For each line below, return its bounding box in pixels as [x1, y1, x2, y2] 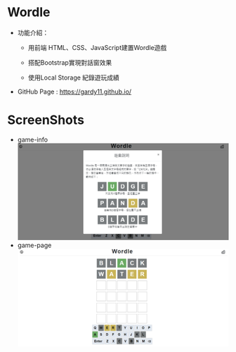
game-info [17, 135, 48, 144]
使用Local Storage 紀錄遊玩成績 [27, 73, 119, 82]
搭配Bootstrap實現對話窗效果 [27, 58, 112, 67]
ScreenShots [7, 112, 84, 128]
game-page [17, 241, 52, 249]
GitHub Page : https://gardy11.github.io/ [17, 87, 132, 96]
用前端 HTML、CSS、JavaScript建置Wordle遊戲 [27, 43, 167, 51]
